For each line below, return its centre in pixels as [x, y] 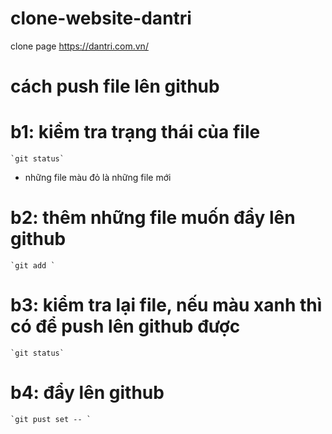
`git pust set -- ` [51, 419]
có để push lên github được [125, 326]
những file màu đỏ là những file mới [98, 178]
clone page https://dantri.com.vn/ [79, 46]
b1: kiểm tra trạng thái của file [135, 132]
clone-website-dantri [101, 18]
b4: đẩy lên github [87, 393]
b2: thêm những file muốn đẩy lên [153, 218]
